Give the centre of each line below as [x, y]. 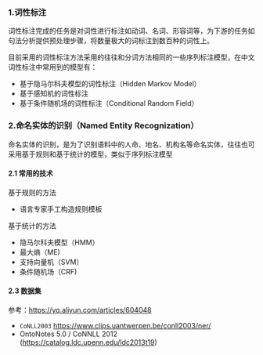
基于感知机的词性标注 [54, 94]
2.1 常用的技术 [31, 173]
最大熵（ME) [40, 252]
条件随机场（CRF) [48, 271]
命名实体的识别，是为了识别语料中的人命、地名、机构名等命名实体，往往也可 [131, 144]
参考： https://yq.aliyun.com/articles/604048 [80, 310]
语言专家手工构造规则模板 [61, 208]
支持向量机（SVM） [51, 262]
